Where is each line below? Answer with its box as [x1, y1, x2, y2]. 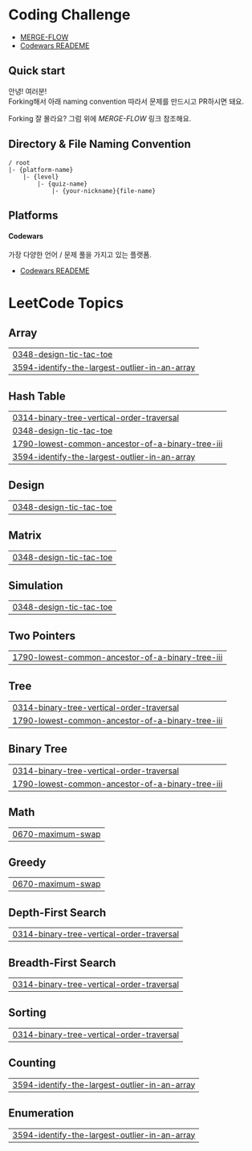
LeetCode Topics [8, 294, 124, 313]
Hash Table [8, 389, 66, 403]
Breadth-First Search [8, 956, 116, 969]
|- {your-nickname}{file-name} [51, 186, 156, 195]
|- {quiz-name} [37, 179, 88, 188]
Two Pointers [8, 629, 76, 642]
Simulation [8, 579, 63, 592]
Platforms [8, 208, 59, 222]
